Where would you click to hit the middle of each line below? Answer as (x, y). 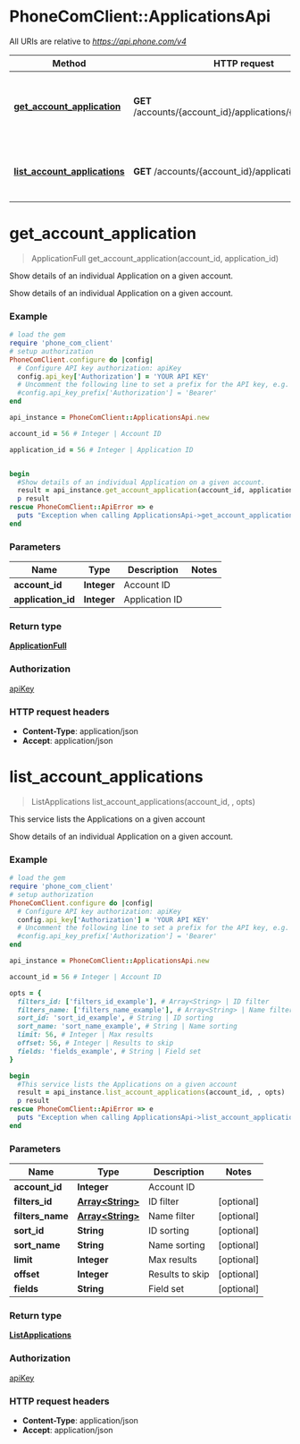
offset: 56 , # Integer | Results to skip (96, 1043)
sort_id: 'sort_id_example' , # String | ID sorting (116, 1018)
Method (69, 63)
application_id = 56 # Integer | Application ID (101, 449)
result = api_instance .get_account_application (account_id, (131, 491)
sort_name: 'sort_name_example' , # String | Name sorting (128, 1027)
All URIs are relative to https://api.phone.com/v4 (98, 41)
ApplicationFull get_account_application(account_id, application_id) (155, 258)
